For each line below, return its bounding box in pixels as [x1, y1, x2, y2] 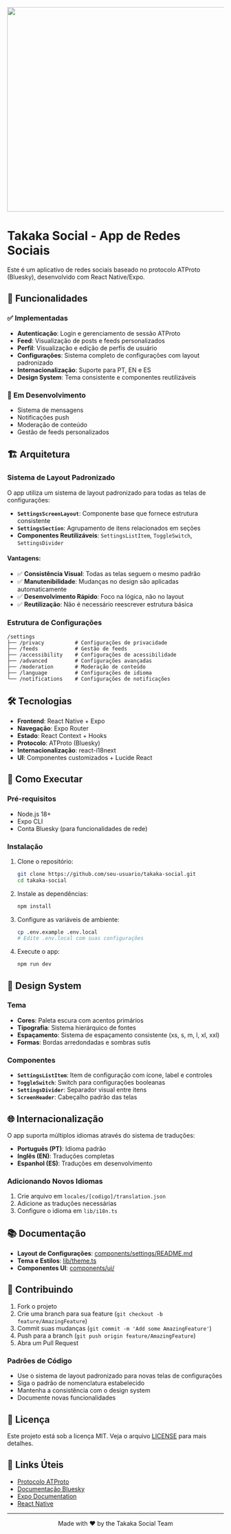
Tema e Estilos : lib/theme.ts [16, 1257, 97, 1265]
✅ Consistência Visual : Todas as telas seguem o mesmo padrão [16, 569, 201, 577]
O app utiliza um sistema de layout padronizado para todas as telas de [7, 489, 206, 497]
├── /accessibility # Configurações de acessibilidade [7, 651, 177, 659]
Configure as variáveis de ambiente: [16, 915, 120, 923]
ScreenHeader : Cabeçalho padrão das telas [16, 1093, 137, 1101]
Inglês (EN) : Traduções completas [16, 1152, 115, 1160]
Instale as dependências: [16, 889, 88, 898]
